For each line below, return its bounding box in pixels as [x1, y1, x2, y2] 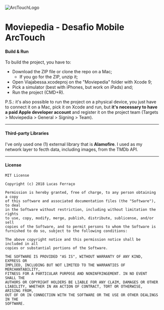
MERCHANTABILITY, [5, 267, 41, 272]
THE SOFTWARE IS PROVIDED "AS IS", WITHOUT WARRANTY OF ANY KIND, [5, 254, 143, 259]
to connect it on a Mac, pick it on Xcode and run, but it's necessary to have [5, 104, 158, 110]
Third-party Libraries [5, 130, 49, 136]
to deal [5, 203, 21, 207]
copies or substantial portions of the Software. [5, 246, 108, 250]
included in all [5, 241, 38, 246]
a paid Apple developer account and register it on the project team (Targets [5, 109, 159, 115]
